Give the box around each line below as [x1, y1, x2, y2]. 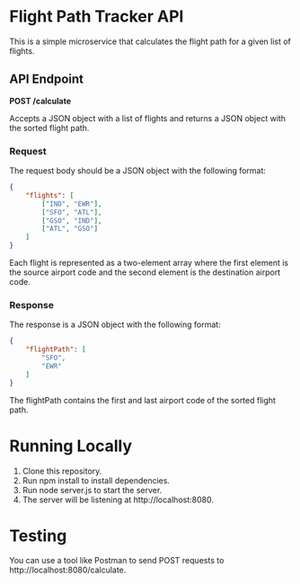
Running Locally [9, 436, 133, 456]
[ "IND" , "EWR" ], [41, 199, 102, 208]
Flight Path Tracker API [9, 6, 184, 27]
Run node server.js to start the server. [22, 484, 163, 495]
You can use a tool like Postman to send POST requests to [9, 555, 225, 566]
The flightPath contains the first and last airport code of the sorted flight [9, 394, 277, 405]
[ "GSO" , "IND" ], [41, 216, 102, 226]
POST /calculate [9, 95, 72, 106]
